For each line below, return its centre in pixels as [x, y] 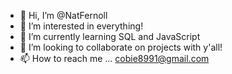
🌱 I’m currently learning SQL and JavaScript [110, 36]
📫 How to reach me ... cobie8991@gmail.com [114, 58]
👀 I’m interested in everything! [81, 26]
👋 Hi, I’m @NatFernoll [63, 15]
